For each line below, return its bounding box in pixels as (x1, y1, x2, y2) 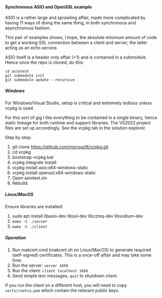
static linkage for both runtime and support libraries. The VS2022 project (5, 120, 151, 126)
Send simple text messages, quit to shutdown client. (12, 273, 118, 279)
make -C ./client (12, 224, 48, 229)
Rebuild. (12, 180, 29, 186)
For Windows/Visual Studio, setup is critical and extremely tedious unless (5, 100, 152, 106)
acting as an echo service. (5, 45, 58, 51)
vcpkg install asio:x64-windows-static (12, 165, 89, 171)
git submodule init (5, 73, 45, 78)
